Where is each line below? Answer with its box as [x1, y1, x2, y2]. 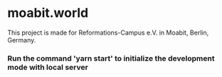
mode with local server [7, 62, 89, 72]
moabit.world [7, 5, 89, 21]
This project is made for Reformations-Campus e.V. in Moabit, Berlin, [7, 28, 209, 37]
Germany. [7, 35, 36, 44]
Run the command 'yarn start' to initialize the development [7, 53, 215, 63]
